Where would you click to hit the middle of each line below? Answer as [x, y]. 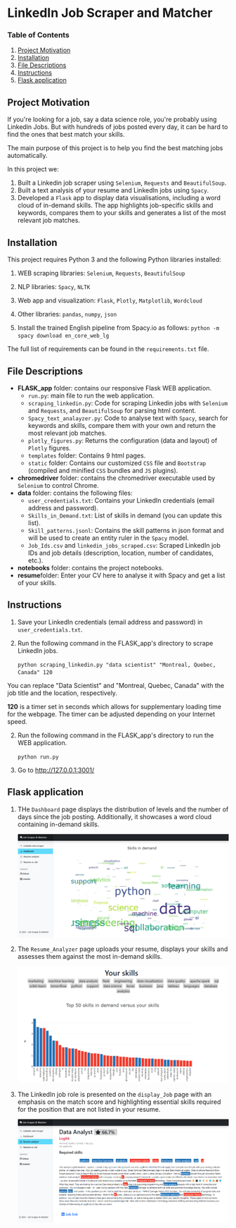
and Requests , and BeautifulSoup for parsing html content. [112, 410]
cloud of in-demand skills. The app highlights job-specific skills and [115, 205]
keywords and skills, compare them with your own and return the [122, 425]
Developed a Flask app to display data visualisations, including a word [119, 198]
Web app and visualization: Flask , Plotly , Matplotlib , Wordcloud [110, 300]
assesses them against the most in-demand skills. [90, 956]
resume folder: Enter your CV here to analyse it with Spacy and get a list [121, 575]
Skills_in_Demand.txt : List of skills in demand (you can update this [125, 515]
